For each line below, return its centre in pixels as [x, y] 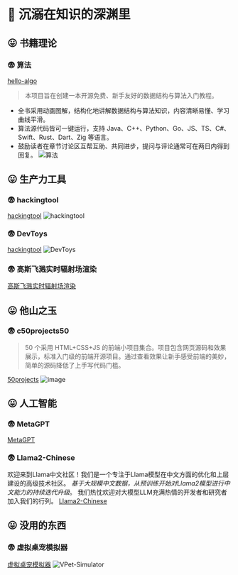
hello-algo [22, 81]
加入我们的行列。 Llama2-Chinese [58, 500]
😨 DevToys [27, 234]
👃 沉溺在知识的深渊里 [69, 15]
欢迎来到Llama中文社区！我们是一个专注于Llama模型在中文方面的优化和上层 [118, 474]
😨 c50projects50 [38, 331]
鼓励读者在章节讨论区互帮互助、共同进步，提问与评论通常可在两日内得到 [123, 146]
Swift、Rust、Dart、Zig [52, 137]
